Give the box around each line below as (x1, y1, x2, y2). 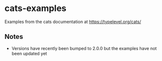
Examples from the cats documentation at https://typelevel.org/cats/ (4, 19, 141, 24)
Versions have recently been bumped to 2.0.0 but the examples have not (11, 45, 157, 51)
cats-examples (4, 3, 66, 14)
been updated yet (11, 50, 47, 56)
